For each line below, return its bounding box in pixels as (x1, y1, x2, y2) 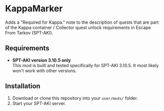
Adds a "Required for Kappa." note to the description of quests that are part (5, 19, 159, 25)
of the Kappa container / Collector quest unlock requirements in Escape (5, 24, 151, 30)
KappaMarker (5, 3, 63, 14)
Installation (5, 82, 41, 90)
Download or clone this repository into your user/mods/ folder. (12, 95, 138, 101)
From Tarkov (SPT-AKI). (5, 30, 53, 36)
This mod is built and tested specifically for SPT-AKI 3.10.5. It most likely (12, 62, 159, 68)
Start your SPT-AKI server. (12, 100, 66, 106)
